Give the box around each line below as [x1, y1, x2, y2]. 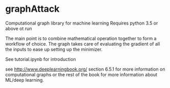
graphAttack [5, 3, 60, 15]
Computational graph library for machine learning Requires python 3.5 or [5, 20, 158, 26]
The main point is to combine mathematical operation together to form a [5, 35, 157, 41]
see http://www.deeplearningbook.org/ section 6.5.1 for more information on [5, 66, 165, 72]
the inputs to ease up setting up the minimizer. [5, 46, 103, 52]
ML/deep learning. [5, 77, 44, 83]
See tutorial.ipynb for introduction [5, 56, 76, 62]
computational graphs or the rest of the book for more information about [5, 71, 157, 77]
